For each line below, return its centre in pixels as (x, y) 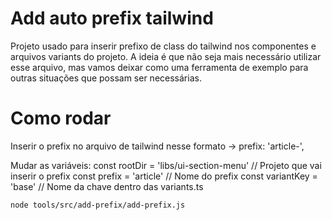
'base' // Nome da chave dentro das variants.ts (107, 186)
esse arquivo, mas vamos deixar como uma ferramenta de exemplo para (159, 67)
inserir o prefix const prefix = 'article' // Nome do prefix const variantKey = (164, 176)
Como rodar (61, 118)
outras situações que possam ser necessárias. (106, 78)
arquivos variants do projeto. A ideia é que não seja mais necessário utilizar (166, 56)
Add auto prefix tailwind (112, 18)
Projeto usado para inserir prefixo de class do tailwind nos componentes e (163, 46)
